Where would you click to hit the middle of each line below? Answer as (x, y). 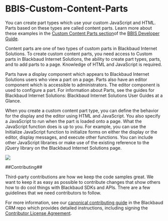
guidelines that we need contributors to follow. (53, 193)
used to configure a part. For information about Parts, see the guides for (80, 90)
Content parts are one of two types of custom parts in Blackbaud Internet (81, 48)
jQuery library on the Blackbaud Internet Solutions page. (64, 148)
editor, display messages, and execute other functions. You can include (79, 137)
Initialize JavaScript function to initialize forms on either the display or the (81, 132)
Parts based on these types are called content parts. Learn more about (79, 28)
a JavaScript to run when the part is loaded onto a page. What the (73, 121)
